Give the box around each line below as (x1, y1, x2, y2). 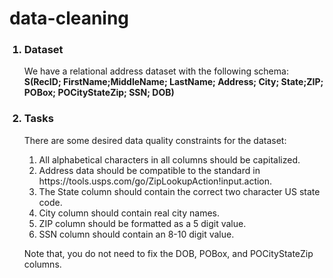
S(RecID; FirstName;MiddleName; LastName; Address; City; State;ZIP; (23, 76, 324, 88)
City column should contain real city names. (38, 207, 220, 219)
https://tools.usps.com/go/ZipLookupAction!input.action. (38, 175, 273, 187)
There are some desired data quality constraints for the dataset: (23, 134, 287, 146)
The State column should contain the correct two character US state (38, 185, 321, 197)
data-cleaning (9, 7, 130, 30)
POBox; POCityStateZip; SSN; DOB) (23, 87, 175, 99)
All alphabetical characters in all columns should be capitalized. (38, 153, 301, 166)
